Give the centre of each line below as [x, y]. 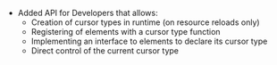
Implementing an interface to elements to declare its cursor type [149, 41]
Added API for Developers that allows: [88, 13]
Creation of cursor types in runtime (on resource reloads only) [146, 22]
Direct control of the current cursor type [105, 51]
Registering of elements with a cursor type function [126, 32]
